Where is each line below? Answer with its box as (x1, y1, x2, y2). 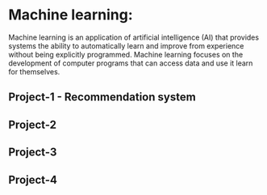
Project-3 (8, 146, 57, 159)
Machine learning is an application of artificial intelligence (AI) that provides (8, 32, 260, 42)
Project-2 (8, 117, 57, 131)
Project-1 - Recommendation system (8, 91, 196, 104)
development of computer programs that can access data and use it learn (8, 58, 253, 68)
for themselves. (8, 66, 60, 76)
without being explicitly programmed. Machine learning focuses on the (8, 49, 244, 59)
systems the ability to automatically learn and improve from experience (8, 40, 244, 50)
